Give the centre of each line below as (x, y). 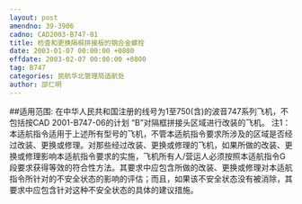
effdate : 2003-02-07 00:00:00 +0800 (78, 59)
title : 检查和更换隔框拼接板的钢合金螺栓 (77, 43)
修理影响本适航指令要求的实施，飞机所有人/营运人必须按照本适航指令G (155, 156)
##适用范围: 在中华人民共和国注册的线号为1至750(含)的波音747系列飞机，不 (149, 111)
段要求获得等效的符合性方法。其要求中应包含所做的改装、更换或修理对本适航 (151, 167)
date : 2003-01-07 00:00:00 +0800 (72, 51)
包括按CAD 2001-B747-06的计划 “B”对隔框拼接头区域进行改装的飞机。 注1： (150, 122)
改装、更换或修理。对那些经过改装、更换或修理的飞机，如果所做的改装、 (151, 145)
